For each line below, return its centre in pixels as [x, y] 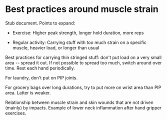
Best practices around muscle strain [82, 9]
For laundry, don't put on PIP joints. [41, 77]
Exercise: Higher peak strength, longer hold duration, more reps [78, 32]
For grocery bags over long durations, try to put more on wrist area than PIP [83, 87]
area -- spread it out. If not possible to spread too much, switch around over [83, 62]
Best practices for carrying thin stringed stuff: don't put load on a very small [83, 57]
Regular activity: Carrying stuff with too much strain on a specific [79, 42]
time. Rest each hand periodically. [40, 68]
